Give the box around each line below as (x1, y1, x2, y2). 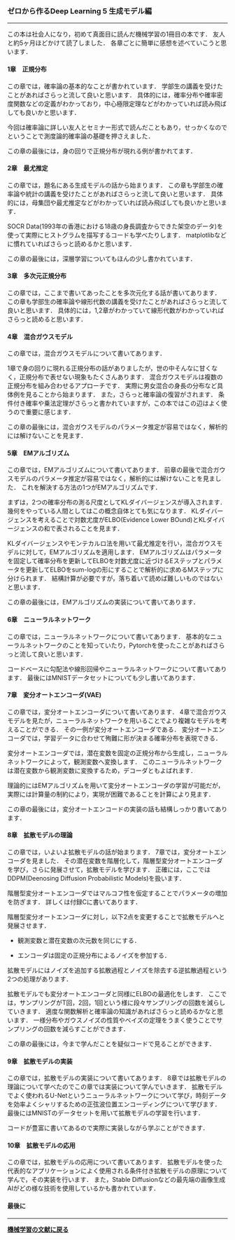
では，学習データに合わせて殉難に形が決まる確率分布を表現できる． (25, 733, 222, 742)
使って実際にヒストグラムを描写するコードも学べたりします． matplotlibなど (7, 230, 227, 239)
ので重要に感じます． (13, 408, 75, 416)
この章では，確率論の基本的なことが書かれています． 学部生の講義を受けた (7, 82, 223, 90)
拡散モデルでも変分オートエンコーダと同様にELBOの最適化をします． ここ (7, 989, 221, 998)
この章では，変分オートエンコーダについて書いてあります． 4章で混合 (7, 708, 208, 716)
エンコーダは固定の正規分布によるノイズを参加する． (17, 951, 171, 959)
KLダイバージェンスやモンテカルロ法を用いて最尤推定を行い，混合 (7, 539, 199, 548)
